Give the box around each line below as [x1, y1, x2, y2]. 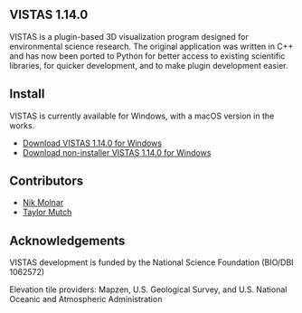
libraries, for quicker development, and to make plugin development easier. [9, 60, 288, 71]
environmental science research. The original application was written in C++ [9, 41, 294, 52]
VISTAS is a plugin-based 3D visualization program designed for [9, 31, 249, 42]
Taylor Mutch [22, 207, 72, 218]
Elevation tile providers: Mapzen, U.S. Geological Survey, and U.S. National [9, 284, 288, 295]
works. [9, 119, 35, 130]
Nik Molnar [22, 197, 64, 208]
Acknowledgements [9, 232, 126, 248]
